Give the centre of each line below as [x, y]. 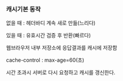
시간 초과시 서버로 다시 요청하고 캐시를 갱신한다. [61, 73]
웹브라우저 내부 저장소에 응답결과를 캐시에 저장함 [62, 48]
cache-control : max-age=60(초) [45, 60]
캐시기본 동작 [23, 9]
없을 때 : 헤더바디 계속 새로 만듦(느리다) [51, 23]
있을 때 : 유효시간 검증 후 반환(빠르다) [49, 36]
